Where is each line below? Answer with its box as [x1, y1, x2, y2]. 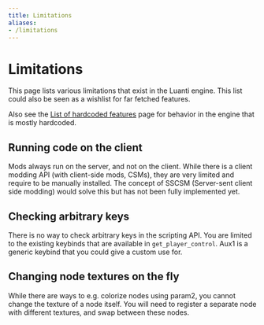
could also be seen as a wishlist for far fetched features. [8, 94, 191, 104]
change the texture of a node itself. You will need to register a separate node [8, 299, 257, 308]
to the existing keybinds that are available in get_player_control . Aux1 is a [8, 238, 248, 248]
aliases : [8, 19, 37, 27]
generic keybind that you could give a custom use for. [8, 247, 183, 257]
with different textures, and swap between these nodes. [8, 308, 190, 317]
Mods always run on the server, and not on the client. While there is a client [8, 162, 253, 172]
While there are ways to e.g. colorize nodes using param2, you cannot [8, 290, 236, 300]
